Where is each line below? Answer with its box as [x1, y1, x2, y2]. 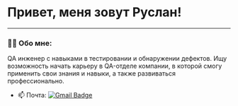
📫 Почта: [17, 91, 47, 100]
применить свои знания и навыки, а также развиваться [7, 69, 176, 78]
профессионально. [7, 77, 65, 86]
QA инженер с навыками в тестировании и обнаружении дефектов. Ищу [7, 54, 227, 63]
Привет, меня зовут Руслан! [7, 4, 182, 20]
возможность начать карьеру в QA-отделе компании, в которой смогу [7, 61, 222, 71]
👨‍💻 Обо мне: [7, 38, 52, 48]
